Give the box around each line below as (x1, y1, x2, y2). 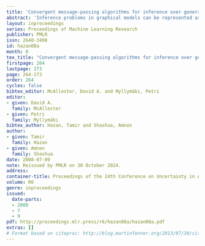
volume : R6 (6, 179, 34, 186)
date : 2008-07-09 (6, 156, 51, 162)
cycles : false (6, 83, 43, 89)
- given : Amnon (6, 145, 45, 151)
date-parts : (12, 196, 43, 202)
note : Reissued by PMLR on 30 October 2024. (6, 162, 121, 168)
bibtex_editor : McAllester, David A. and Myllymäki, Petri (6, 89, 160, 95)
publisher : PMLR (6, 32, 48, 38)
